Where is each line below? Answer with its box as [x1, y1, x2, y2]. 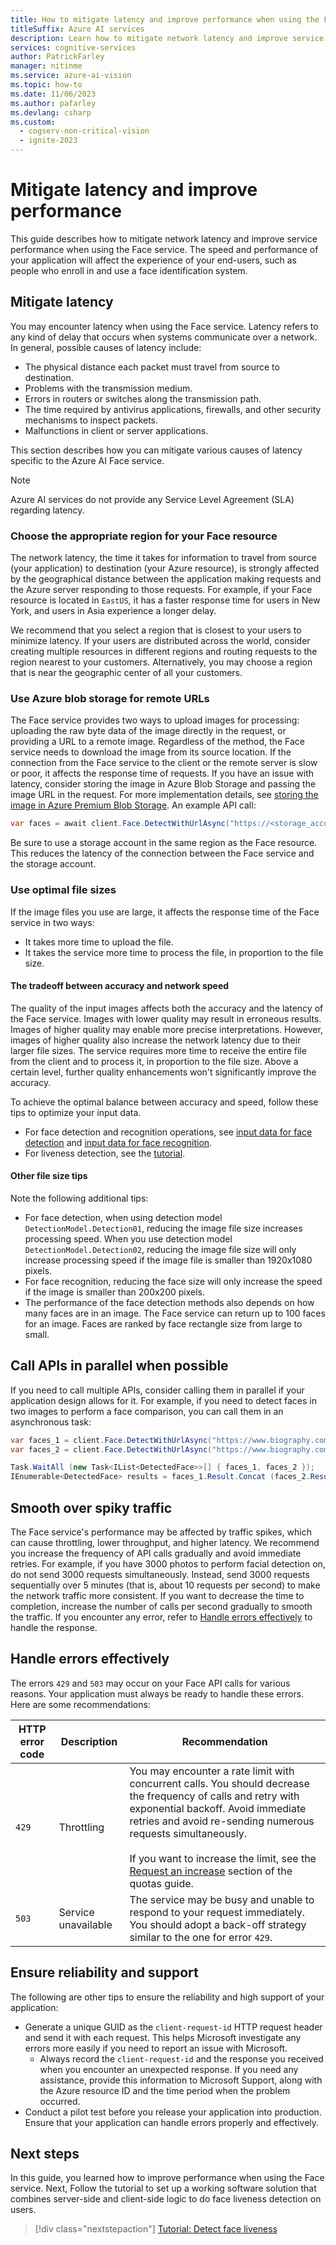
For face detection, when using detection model [24, 1211, 223, 1223]
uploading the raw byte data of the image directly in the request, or [10, 725, 287, 737]
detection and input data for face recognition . [24, 1136, 213, 1148]
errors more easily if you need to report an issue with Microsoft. [24, 2042, 288, 2054]
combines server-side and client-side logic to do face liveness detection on [10, 2193, 322, 2205]
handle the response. [10, 1622, 98, 1634]
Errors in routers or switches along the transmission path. [24, 392, 262, 405]
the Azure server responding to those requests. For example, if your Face [10, 584, 313, 596]
